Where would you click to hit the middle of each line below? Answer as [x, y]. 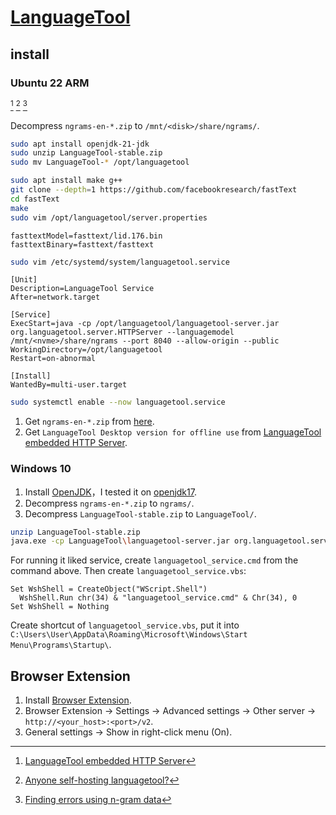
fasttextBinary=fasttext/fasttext [82, 244]
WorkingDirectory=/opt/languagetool [86, 350]
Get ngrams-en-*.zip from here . [89, 422]
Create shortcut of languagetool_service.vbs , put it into [125, 625]
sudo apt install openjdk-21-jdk [80, 144]
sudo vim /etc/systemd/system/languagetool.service [120, 262]
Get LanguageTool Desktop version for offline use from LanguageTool [173, 432]
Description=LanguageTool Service [82, 289]
